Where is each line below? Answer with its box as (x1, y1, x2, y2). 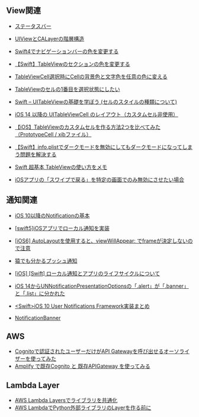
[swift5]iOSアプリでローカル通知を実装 (14, 224, 110, 231)
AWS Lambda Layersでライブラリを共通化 (14, 397, 118, 404)
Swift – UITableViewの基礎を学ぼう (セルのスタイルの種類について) (14, 98, 178, 105)
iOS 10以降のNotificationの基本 (14, 212, 90, 219)
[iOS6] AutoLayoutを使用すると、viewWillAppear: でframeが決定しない (14, 237, 188, 244)
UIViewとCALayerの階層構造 (14, 35, 85, 42)
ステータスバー (14, 23, 52, 30)
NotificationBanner (14, 314, 61, 321)
